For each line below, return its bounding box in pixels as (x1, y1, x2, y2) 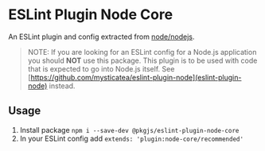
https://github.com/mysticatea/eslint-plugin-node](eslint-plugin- (30, 72, 242, 82)
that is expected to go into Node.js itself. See (27, 64, 175, 73)
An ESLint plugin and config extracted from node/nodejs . (8, 32, 195, 41)
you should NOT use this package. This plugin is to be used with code (27, 56, 258, 65)
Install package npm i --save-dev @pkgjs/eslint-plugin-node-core (19, 125, 240, 134)
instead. (49, 81, 76, 91)
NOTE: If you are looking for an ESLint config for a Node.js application (27, 47, 257, 56)
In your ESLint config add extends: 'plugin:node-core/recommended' (19, 134, 244, 143)
